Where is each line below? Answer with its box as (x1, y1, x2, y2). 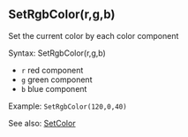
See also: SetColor (8, 118, 76, 128)
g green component (20, 74, 93, 85)
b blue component (20, 83, 87, 94)
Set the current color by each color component (8, 30, 179, 41)
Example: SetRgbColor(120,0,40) (8, 101, 127, 111)
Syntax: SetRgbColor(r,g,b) (8, 48, 107, 58)
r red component (20, 65, 84, 75)
